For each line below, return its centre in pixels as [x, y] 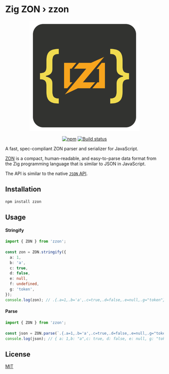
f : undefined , [24, 284]
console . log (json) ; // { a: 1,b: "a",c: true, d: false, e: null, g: [80, 339]
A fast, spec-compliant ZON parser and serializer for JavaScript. [72, 148]
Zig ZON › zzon [37, 9]
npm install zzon [23, 202]
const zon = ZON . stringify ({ [36, 252]
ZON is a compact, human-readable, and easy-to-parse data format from [81, 158]
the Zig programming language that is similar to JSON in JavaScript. [75, 164]
